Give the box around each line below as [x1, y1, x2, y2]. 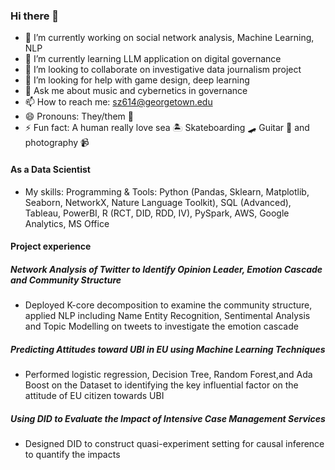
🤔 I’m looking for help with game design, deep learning [24, 74, 250, 86]
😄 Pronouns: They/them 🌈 [24, 110, 135, 123]
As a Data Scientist [10, 163, 91, 175]
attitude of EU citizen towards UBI [24, 390, 165, 402]
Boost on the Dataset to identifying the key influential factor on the [24, 379, 299, 391]
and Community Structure [10, 274, 122, 286]
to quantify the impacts [24, 449, 121, 460]
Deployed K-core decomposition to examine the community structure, [24, 299, 313, 311]
